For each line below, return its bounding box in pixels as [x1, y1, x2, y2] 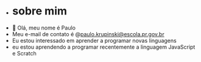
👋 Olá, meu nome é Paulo [12, 24, 76, 31]
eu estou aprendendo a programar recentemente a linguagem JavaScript [12, 43, 196, 51]
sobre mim [12, 4, 68, 18]
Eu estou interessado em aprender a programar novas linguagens [12, 37, 177, 44]
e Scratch [12, 49, 37, 57]
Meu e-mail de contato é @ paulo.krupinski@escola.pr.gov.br [12, 30, 164, 37]
